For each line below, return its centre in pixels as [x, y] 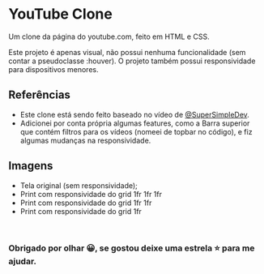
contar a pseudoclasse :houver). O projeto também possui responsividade [132, 61]
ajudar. [23, 262]
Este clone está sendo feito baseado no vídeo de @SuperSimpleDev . [134, 114]
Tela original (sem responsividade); [79, 185]
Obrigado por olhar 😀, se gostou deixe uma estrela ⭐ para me [132, 248]
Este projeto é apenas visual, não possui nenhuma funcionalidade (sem [127, 52]
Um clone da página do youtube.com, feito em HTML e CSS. [109, 36]
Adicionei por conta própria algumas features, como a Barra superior [135, 123]
